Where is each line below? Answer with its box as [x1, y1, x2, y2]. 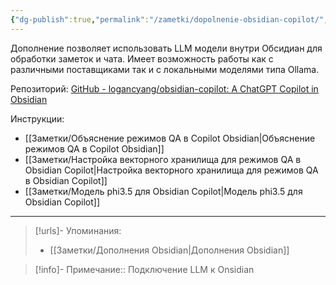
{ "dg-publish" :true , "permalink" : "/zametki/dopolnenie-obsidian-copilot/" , [10, 14, 329, 25]
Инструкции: [10, 112, 65, 125]
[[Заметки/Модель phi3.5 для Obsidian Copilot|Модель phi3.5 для [24, 185, 303, 197]
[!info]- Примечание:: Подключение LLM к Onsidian [34, 263, 255, 275]
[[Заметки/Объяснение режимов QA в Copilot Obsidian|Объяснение [24, 132, 316, 144]
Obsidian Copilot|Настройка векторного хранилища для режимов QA [24, 164, 319, 176]
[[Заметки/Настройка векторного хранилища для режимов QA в [24, 153, 302, 165]
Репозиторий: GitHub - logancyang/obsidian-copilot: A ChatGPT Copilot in [10, 82, 319, 95]
